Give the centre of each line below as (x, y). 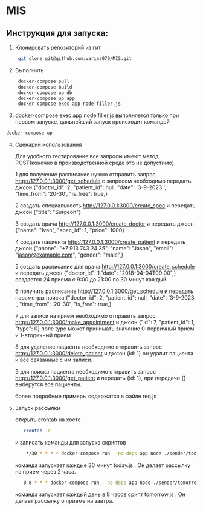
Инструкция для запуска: (57, 33)
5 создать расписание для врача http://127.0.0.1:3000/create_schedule (105, 267)
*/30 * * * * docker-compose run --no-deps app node (94, 454)
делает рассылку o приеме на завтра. (64, 500)
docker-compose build (45, 87)
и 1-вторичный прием (43, 335)
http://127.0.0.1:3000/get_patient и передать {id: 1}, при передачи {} (100, 378)
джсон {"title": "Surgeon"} (48, 212)
